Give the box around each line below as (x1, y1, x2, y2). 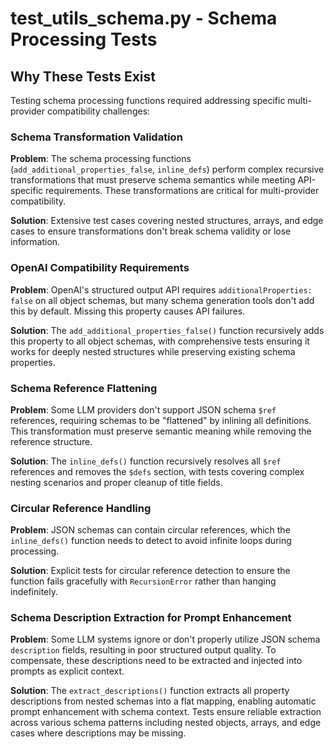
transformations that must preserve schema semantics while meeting (10, 174, 296, 186)
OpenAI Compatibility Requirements (10, 261, 190, 275)
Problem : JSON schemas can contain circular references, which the (10, 524, 291, 536)
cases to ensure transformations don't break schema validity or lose (10, 225, 292, 237)
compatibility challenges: (46, 105, 151, 117)
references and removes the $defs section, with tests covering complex (10, 465, 305, 477)
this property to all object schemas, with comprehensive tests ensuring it (10, 335, 310, 347)
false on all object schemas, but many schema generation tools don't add (10, 294, 315, 306)
